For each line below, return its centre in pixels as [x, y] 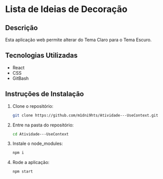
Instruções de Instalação [44, 94]
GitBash [20, 78]
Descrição [21, 28]
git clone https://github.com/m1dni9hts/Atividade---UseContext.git [85, 115]
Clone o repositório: [33, 106]
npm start [23, 171]
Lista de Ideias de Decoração [66, 9]
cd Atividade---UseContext [40, 134]
